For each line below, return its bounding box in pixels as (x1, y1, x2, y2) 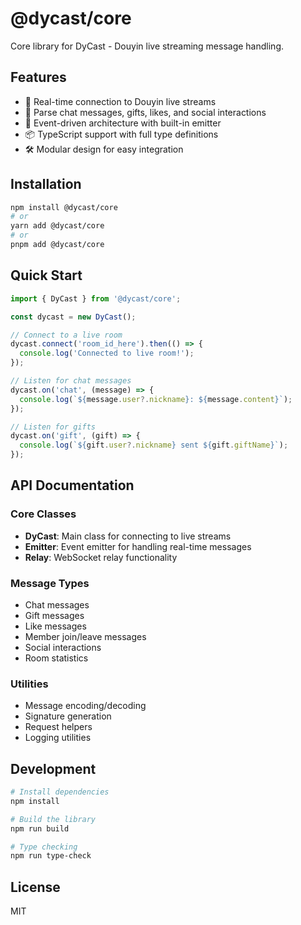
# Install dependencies (10, 787, 110, 797)
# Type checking (10, 842, 78, 852)
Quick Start (10, 267, 83, 284)
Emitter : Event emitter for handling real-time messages (24, 540, 252, 552)
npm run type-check (10, 851, 92, 861)
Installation (10, 176, 82, 193)
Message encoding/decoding (24, 700, 147, 712)
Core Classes (10, 507, 77, 521)
